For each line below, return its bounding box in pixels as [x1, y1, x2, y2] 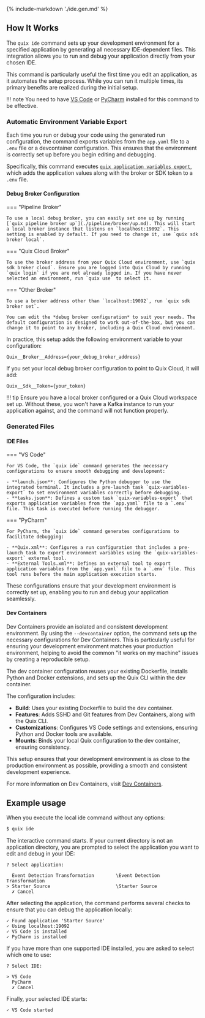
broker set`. [6, 304, 40, 310]
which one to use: [6, 951, 51, 959]
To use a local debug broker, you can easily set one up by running [6, 215, 185, 221]
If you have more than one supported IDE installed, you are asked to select [6, 944, 195, 952]
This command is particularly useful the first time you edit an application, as [6, 71, 198, 78]
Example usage [6, 798, 66, 808]
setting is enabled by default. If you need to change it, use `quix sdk [6, 231, 199, 238]
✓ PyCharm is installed [6, 934, 67, 940]
